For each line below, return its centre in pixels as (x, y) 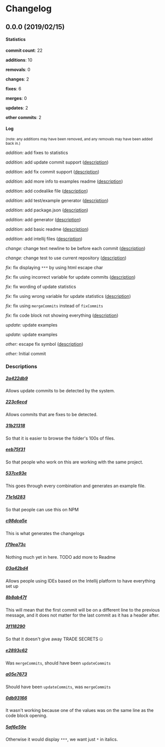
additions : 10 (19, 60)
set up (12, 586)
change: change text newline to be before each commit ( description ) (76, 248)
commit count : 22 (24, 50)
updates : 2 (17, 108)
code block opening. (26, 716)
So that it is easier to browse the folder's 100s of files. (60, 438)
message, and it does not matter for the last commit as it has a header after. (83, 615)
